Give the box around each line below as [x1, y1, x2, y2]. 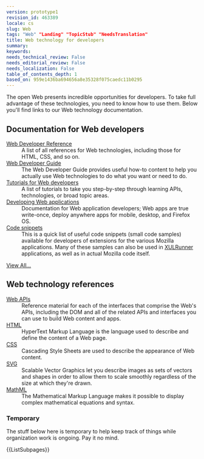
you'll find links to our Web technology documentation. [6, 106, 143, 114]
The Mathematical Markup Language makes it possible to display [21, 392, 184, 399]
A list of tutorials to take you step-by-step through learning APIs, [21, 185, 183, 192]
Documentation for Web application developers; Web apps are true [21, 204, 189, 212]
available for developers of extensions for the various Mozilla [21, 236, 174, 244]
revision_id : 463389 [6, 15, 59, 21]
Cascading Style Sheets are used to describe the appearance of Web [21, 347, 195, 354]
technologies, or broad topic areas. [21, 192, 109, 199]
